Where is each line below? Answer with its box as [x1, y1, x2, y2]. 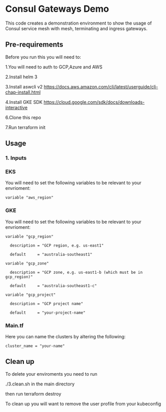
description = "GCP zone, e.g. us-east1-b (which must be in [10, 270, 143, 275]
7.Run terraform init [5, 124, 46, 131]
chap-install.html [5, 89, 41, 95]
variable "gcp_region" [5, 234, 54, 239]
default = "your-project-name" [10, 310, 86, 315]
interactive [5, 104, 28, 111]
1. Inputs [5, 155, 27, 162]
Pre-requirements [5, 40, 64, 49]
